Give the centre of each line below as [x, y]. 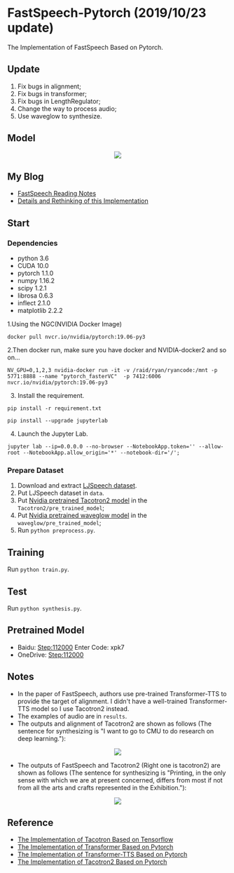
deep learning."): [42, 738]
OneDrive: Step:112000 [50, 655]
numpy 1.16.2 [36, 281]
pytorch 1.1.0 [35, 273]
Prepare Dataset [36, 470]
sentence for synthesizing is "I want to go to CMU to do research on [116, 731]
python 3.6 [33, 258]
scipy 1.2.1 [32, 288]
